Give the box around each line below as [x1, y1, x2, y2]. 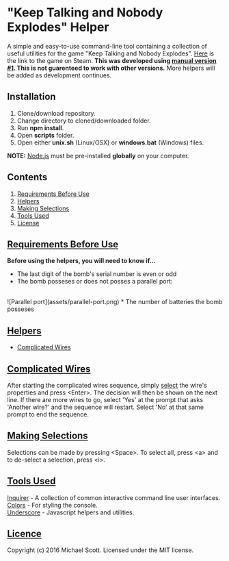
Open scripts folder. [16, 131, 75, 139]
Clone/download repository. [16, 109, 96, 117]
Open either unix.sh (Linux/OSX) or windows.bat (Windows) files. [16, 138, 204, 147]
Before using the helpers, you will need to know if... [7, 257, 156, 265]
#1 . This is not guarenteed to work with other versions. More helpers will [7, 64, 215, 72]
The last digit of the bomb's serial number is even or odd [16, 270, 177, 278]
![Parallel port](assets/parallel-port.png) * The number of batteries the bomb [7, 298, 223, 306]
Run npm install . [16, 123, 64, 132]
